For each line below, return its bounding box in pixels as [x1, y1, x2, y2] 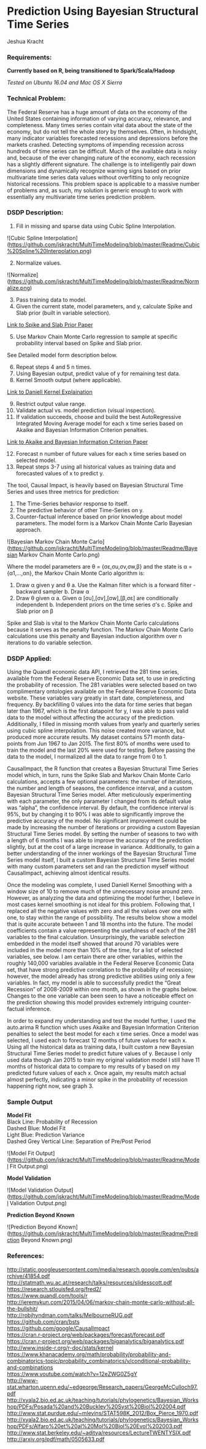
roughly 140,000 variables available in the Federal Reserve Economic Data [7, 959, 194, 967]
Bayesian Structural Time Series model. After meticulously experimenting [7, 791, 192, 799]
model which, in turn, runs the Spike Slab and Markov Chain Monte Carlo [7, 771, 191, 779]
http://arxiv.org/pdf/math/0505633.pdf [7, 1435, 105, 1443]
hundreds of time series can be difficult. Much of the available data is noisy [7, 147, 197, 155]
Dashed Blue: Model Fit [7, 1125, 66, 1132]
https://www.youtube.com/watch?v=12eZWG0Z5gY [7, 1370, 137, 1377]
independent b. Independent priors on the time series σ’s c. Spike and [15, 601, 193, 608]
